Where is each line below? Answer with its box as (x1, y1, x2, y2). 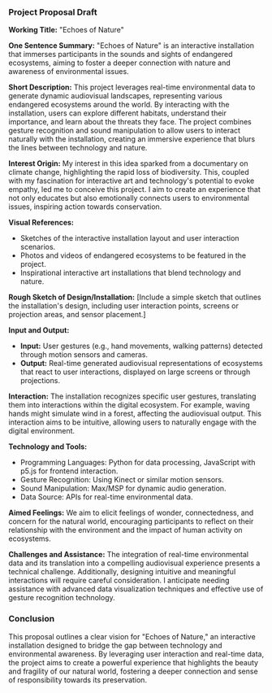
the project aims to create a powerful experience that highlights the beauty (8, 657, 258, 667)
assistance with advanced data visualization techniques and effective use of (8, 584, 264, 594)
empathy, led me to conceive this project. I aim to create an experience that (8, 185, 261, 194)
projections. (19, 376, 61, 386)
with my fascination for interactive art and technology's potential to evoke (8, 176, 255, 185)
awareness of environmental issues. (8, 67, 129, 76)
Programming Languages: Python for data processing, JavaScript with (19, 458, 256, 468)
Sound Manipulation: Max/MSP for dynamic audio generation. (19, 483, 227, 494)
